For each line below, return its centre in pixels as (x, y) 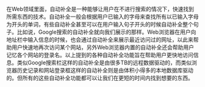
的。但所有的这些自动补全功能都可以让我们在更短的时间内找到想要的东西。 (100, 78)
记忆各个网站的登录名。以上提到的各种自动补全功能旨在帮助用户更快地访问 (100, 55)
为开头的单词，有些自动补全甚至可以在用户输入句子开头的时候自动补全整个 (100, 24)
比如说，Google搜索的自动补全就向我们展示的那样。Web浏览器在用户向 (106, 32)
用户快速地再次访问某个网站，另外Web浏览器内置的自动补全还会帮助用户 (103, 47)
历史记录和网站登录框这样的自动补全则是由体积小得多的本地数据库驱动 (105, 70)
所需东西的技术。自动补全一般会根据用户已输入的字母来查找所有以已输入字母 (103, 17)
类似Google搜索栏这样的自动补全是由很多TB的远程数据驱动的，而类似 (104, 62)
